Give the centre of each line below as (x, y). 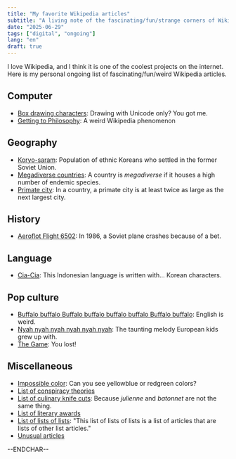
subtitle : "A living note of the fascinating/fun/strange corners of (111, 20)
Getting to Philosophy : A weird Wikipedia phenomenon (96, 120)
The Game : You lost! (47, 344)
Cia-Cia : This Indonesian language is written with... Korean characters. (119, 275)
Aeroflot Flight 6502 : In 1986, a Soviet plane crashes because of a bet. (119, 236)
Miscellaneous (40, 366)
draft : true (25, 46)
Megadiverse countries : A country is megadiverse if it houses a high (116, 175)
